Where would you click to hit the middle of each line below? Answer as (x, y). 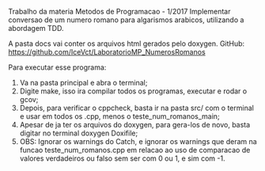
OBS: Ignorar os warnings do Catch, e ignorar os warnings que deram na (138, 141)
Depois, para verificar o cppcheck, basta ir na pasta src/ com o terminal (137, 108)
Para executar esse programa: (57, 67)
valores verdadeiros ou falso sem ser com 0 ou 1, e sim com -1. (122, 158)
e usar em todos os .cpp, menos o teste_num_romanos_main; (119, 116)
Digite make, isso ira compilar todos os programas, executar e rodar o (133, 91)
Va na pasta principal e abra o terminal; (83, 83)
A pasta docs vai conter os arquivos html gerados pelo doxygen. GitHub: (127, 44)
